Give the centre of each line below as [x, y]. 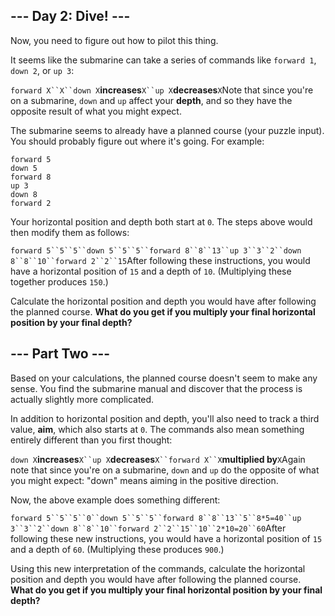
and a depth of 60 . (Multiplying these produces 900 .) [117, 549]
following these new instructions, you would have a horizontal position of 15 [166, 538]
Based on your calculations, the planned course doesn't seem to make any [164, 378]
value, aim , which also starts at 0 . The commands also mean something [157, 429]
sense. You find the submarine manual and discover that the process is [156, 388]
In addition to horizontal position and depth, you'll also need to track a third [165, 418]
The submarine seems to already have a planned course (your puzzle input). [167, 130]
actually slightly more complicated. [82, 399]
